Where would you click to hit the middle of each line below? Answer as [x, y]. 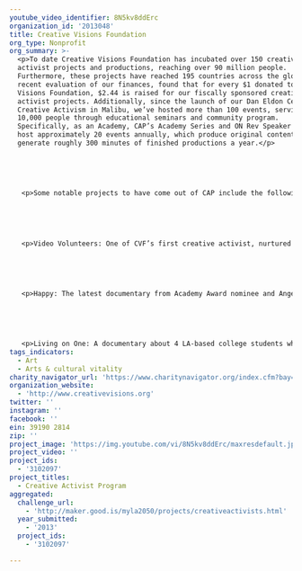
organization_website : [52, 386]
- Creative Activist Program [72, 486]
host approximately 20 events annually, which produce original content [156, 135]
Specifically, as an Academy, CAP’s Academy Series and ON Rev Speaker [155, 127]
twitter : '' [31, 402]
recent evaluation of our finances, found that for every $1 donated [150, 85]
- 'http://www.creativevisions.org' [86, 394]
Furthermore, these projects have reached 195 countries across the [148, 76]
